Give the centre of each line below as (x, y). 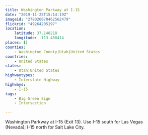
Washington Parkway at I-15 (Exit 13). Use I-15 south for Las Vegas (74, 122)
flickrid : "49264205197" (31, 24)
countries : (17, 56)
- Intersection (30, 103)
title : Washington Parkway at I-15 (43, 10)
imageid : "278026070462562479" (38, 19)
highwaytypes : (20, 75)
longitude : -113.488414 (39, 38)
